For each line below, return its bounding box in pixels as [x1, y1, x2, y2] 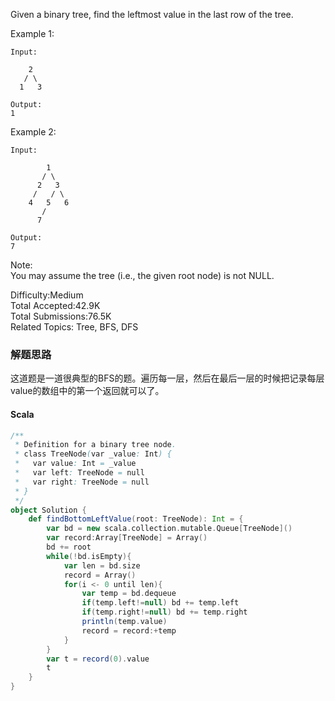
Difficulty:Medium [10, 289, 84, 301]
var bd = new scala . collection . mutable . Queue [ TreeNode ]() [46, 524, 293, 534]
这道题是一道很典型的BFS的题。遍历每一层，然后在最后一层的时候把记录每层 [10, 372, 325, 384]
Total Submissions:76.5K [10, 310, 112, 322]
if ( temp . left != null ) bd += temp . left [81, 598, 240, 608]
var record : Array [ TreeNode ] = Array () [46, 533, 208, 543]
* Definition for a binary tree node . [14, 440, 177, 450]
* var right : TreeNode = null [14, 477, 150, 487]
